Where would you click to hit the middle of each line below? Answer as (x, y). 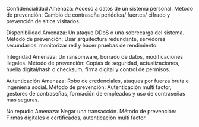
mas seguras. (23, 100)
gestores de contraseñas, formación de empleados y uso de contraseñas (96, 93)
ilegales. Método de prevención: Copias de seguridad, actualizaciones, (93, 63)
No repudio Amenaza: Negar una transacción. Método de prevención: (91, 111)
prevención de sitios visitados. (43, 21)
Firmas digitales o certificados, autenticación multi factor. (76, 118)
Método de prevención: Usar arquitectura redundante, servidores (86, 39)
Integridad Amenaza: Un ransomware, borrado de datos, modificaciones (94, 57)
